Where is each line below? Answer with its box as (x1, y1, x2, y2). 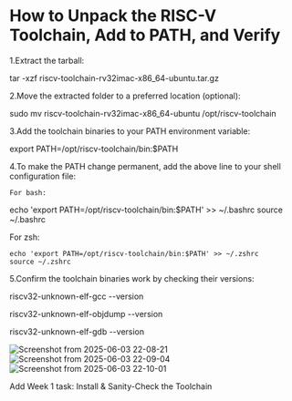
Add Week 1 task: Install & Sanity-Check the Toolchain (9, 380, 213, 392)
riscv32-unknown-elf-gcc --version (9, 291, 144, 302)
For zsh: (9, 231, 40, 242)
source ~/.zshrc (9, 257, 71, 266)
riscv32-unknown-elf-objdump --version (9, 308, 163, 319)
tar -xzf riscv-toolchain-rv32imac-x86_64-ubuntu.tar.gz (9, 72, 219, 83)
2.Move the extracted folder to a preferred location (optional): (9, 90, 241, 101)
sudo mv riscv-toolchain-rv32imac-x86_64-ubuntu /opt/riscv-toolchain (9, 108, 276, 118)
